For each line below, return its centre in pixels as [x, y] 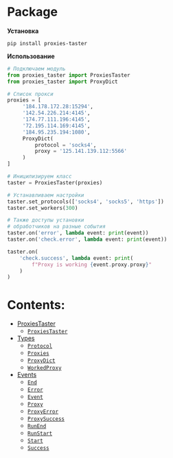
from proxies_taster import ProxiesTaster [69, 75]
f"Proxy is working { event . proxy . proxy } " [92, 265]
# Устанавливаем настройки [46, 195]
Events [27, 375]
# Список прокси [30, 94]
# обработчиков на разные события [57, 227]
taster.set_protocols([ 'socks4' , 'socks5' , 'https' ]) [86, 202]
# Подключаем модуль [37, 69]
